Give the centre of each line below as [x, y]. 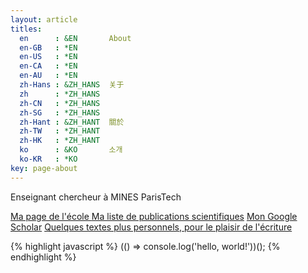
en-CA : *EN [48, 66]
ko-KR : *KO [48, 159]
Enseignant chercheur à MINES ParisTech [96, 197]
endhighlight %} [43, 257]
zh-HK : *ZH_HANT [60, 141]
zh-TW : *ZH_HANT [60, 131]
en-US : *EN [48, 57]
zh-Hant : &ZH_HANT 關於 [72, 122]
